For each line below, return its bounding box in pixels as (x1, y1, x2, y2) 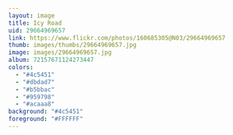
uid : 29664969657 (8, 26, 66, 34)
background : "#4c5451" (8, 108, 83, 116)
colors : (8, 64, 34, 71)
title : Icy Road (8, 19, 62, 27)
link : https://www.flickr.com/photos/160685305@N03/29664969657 (8, 33, 226, 42)
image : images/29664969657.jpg (8, 48, 112, 56)
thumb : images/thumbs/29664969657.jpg (8, 41, 137, 49)
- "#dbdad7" (15, 78, 56, 86)
